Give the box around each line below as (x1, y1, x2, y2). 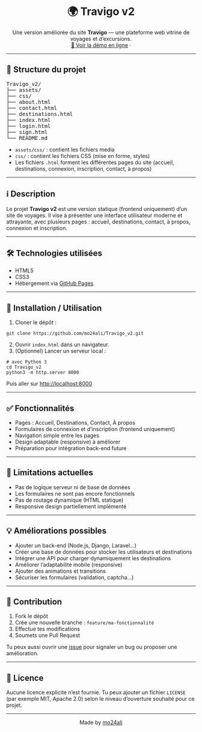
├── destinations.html (6, 111, 73, 117)
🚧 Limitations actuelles (6, 468, 93, 478)
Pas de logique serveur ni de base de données (14, 483, 130, 490)
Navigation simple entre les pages (14, 432, 100, 439)
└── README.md (6, 135, 48, 141)
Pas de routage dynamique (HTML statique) (14, 496, 124, 504)
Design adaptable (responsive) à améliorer (14, 438, 121, 445)
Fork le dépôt (14, 612, 48, 620)
